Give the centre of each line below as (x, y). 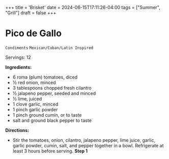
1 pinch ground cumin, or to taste (47, 115)
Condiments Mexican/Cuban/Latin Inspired (49, 48)
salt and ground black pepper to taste (52, 120)
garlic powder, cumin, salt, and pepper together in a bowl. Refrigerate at (88, 145)
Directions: (17, 130)
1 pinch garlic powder (35, 110)
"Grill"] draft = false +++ (31, 13)
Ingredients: (19, 67)
